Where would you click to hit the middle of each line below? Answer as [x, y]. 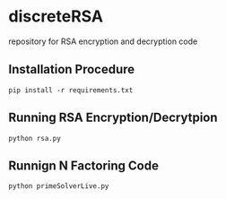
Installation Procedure [72, 69]
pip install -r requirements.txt [71, 90]
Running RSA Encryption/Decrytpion [113, 118]
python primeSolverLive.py [59, 186]
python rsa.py [35, 138]
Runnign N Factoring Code [83, 165]
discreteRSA [56, 17]
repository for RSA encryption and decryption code [103, 41]
